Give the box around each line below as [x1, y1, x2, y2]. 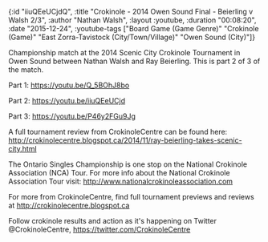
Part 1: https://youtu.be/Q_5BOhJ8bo [8, 80, 130, 90]
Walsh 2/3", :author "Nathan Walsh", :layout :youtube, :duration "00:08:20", [8, 15, 257, 25]
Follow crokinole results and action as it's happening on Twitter [8, 216, 217, 225]
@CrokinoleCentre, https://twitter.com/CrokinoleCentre [8, 224, 191, 234]
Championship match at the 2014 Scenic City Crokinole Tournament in [8, 48, 241, 57]
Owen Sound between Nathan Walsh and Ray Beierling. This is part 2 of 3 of [8, 56, 261, 66]
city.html [8, 144, 38, 153]
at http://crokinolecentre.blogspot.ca [8, 200, 130, 210]
